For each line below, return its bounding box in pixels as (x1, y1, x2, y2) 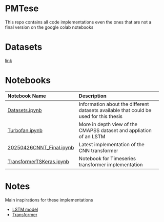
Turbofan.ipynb (7, 127, 43, 133)
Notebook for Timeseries (79, 155, 136, 162)
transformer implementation (79, 161, 143, 168)
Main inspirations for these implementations (5, 197, 94, 203)
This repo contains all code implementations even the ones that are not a (5, 19, 152, 25)
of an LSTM (79, 133, 106, 140)
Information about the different (79, 101, 149, 108)
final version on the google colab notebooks (5, 24, 94, 30)
